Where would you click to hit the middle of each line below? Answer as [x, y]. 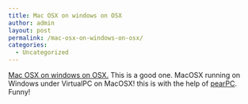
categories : [28, 45]
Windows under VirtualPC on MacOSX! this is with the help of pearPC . [123, 83]
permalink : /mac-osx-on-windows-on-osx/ [76, 38]
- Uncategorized [42, 52]
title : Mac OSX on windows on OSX [65, 15]
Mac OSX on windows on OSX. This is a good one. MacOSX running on [124, 75]
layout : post [30, 30]
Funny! [19, 92]
